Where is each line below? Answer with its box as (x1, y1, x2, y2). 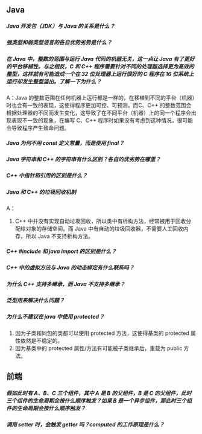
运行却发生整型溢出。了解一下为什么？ (6, 78, 101, 85)
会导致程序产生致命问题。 (6, 124, 70, 132)
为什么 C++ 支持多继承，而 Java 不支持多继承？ (6, 280, 125, 287)
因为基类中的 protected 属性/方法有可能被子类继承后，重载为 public (14, 344, 183, 352)
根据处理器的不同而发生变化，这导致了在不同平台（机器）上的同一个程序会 (6, 109, 191, 116)
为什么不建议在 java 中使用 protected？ (6, 313, 104, 321)
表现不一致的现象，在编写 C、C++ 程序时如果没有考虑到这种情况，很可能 (11, 117, 193, 124)
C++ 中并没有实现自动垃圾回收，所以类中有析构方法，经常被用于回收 (14, 217, 186, 225)
